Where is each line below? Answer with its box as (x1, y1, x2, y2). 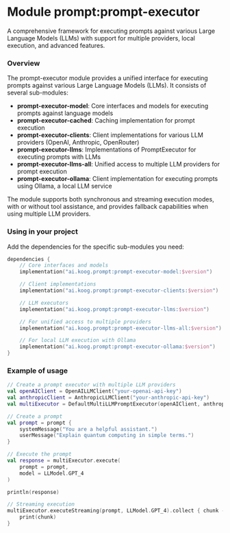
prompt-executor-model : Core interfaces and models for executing (16, 102, 209, 110)
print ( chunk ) (19, 514, 57, 521)
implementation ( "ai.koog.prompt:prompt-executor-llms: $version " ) (19, 306, 210, 312)
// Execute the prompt (7, 451, 72, 458)
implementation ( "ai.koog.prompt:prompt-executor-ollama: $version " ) (19, 343, 216, 350)
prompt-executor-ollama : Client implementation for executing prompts (16, 175, 218, 183)
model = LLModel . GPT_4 (19, 470, 84, 477)
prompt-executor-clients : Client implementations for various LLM (16, 131, 204, 139)
